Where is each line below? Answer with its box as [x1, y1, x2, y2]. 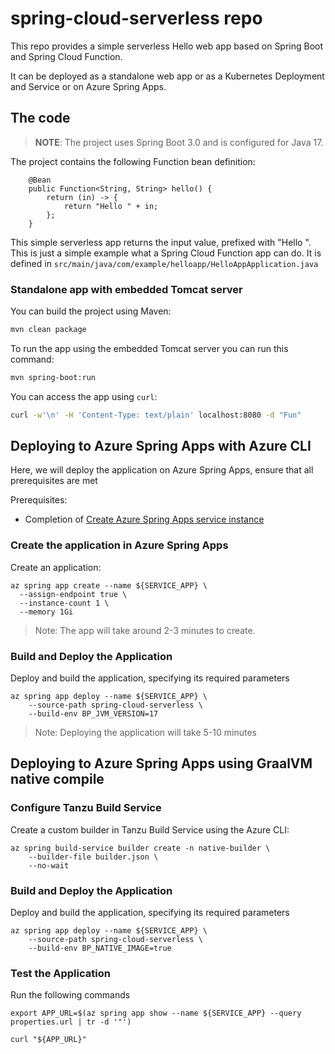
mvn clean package [10, 325, 87, 335]
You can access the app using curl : [10, 390, 158, 402]
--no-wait [28, 860, 70, 871]
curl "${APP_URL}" [10, 1035, 87, 1045]
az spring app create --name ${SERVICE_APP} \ [10, 580, 208, 591]
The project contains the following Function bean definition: [10, 155, 256, 167]
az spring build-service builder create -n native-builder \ [10, 843, 271, 853]
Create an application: [10, 561, 102, 573]
